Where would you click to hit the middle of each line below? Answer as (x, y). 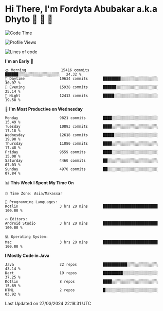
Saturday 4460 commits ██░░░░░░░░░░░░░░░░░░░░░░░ (81, 160)
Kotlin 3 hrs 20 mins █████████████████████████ (81, 206)
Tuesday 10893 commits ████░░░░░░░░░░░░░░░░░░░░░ (81, 126)
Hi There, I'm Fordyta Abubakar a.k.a (81, 9)
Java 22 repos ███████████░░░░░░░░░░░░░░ (81, 264)
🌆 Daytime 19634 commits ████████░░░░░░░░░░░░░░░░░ (81, 78)
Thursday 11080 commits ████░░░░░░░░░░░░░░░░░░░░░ (81, 143)
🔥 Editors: (16, 219)
